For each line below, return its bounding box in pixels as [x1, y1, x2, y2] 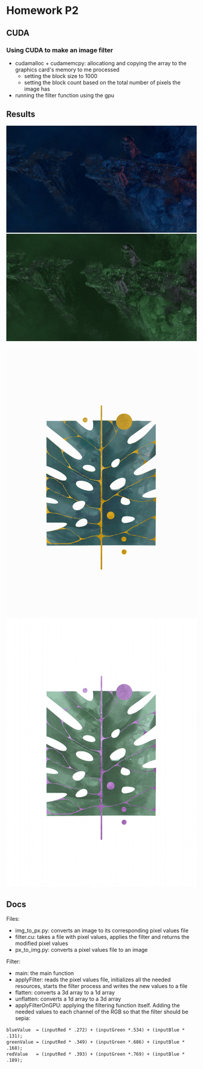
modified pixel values [14, 940, 68, 947]
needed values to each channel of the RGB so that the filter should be [14, 1008, 188, 1016]
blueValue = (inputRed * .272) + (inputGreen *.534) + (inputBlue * [6, 1027, 185, 1033]
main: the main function [14, 970, 74, 977]
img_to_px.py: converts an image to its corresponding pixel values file [14, 927, 189, 934]
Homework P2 [6, 4, 79, 18]
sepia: [14, 1015, 31, 1022]
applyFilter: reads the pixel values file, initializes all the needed [14, 976, 171, 983]
